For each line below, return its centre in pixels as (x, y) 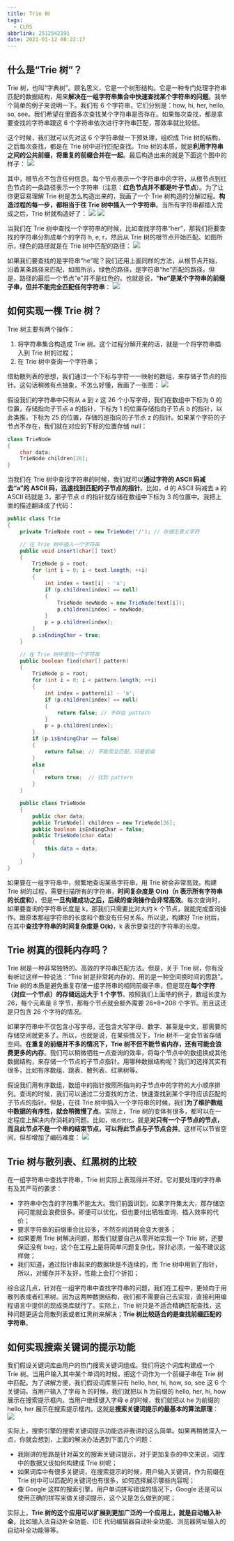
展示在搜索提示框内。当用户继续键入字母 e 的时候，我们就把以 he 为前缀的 (114, 1400)
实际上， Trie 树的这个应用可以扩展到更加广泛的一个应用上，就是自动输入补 (114, 1513)
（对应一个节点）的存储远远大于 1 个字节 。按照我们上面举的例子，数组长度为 (117, 994)
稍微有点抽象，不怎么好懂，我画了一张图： (99, 385)
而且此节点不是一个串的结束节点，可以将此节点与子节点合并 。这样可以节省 (114, 1129)
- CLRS (23, 27)
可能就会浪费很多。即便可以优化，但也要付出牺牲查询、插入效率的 (118, 1212)
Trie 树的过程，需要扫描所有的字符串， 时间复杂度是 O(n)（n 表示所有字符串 (115, 891)
